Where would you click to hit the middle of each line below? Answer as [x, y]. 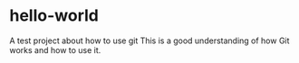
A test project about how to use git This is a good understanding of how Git [149, 40]
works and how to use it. [55, 49]
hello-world [54, 16]
